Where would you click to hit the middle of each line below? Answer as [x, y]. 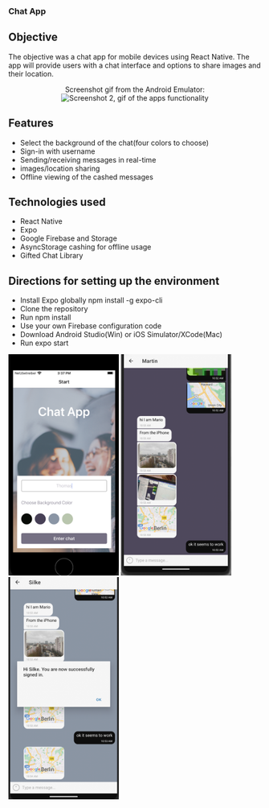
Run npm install [45, 317]
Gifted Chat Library [51, 256]
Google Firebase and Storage [69, 238]
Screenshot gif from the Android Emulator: [135, 89]
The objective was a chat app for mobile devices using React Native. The [129, 56]
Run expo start [44, 343]
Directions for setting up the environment [114, 280]
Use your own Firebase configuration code [91, 326]
